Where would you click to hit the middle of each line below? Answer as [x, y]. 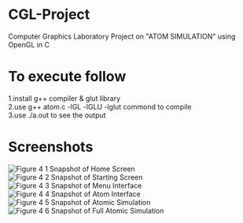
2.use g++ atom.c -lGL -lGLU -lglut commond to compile [100, 106]
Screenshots [51, 147]
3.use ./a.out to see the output [57, 115]
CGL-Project [49, 15]
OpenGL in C [29, 44]
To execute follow [67, 77]
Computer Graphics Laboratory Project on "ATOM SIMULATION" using [122, 36]
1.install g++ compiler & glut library [64, 98]
